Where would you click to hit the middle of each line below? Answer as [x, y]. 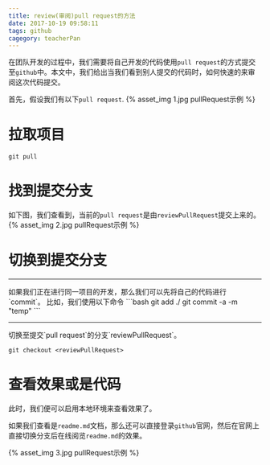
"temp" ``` [25, 311]
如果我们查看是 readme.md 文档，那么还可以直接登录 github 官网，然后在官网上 [134, 426]
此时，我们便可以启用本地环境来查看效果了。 [82, 408]
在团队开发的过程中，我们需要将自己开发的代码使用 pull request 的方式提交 [132, 62]
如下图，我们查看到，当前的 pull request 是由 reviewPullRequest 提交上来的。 [135, 215]
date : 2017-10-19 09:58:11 [53, 23]
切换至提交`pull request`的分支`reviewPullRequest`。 [95, 335]
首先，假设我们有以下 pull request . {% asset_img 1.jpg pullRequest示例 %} [132, 99]
